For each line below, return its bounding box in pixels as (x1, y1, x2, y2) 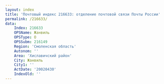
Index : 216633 (14, 26, 43, 31)
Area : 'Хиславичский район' (14, 53, 72, 58)
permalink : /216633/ (5, 16, 48, 21)
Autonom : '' (14, 48, 39, 53)
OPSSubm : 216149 (14, 40, 48, 44)
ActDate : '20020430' (14, 67, 56, 72)
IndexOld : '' (14, 72, 41, 77)
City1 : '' (14, 62, 35, 67)
